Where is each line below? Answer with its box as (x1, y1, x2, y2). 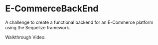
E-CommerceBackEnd (5, 3, 99, 14)
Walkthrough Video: (5, 34, 46, 40)
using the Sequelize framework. (5, 24, 71, 30)
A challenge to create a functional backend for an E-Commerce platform (5, 19, 154, 25)
